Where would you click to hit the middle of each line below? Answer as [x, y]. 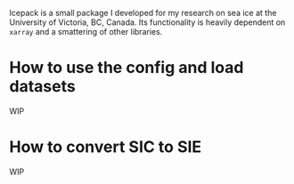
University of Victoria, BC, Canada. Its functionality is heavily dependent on [147, 22]
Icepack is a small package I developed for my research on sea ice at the [143, 13]
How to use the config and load [127, 68]
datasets [42, 87]
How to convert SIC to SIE [106, 147]
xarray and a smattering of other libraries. [86, 32]
